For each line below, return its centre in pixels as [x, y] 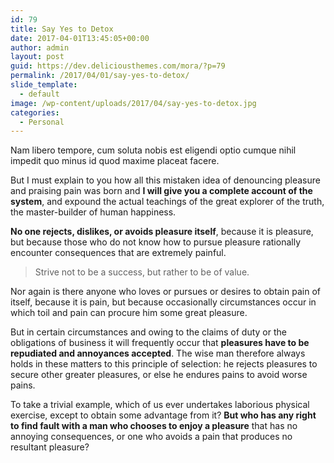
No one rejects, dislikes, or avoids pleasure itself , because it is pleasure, [162, 232]
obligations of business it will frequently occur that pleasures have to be [160, 343]
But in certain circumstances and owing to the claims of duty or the [148, 332]
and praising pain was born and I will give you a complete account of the [161, 191]
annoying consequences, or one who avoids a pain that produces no [151, 437]
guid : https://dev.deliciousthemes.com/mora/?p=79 [118, 66]
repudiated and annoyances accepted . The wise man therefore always [158, 353]
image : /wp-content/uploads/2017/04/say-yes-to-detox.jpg [133, 103]
